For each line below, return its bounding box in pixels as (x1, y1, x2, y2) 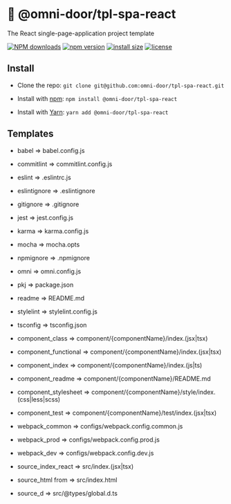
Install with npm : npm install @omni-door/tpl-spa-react (17, 94, 178, 102)
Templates (7, 128, 54, 140)
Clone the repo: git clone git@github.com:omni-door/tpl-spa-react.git (17, 81, 225, 89)
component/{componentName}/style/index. (91, 388, 216, 396)
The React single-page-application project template (7, 29, 155, 37)
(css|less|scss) (17, 395, 61, 404)
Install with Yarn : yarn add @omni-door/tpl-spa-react (17, 107, 169, 116)
